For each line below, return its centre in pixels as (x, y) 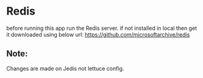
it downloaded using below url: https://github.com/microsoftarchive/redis (98, 34)
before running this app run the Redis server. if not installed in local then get (101, 28)
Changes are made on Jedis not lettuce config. (65, 68)
